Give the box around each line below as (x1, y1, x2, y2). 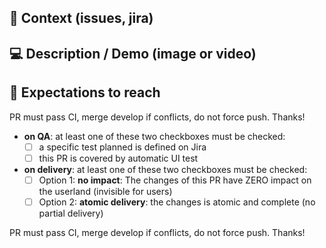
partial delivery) (38, 207, 104, 219)
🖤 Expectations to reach (9, 84, 161, 101)
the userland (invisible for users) (38, 185, 173, 197)
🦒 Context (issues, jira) (9, 10, 154, 27)
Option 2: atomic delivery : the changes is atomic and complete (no (38, 196, 316, 208)
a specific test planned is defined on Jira (38, 141, 207, 153)
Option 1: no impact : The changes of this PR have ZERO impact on (38, 174, 312, 186)
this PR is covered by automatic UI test (38, 152, 199, 164)
